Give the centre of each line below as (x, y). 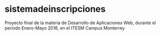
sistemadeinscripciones (55, 9)
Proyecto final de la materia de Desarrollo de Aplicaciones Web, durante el (80, 23)
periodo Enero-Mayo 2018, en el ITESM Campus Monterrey (65, 28)
